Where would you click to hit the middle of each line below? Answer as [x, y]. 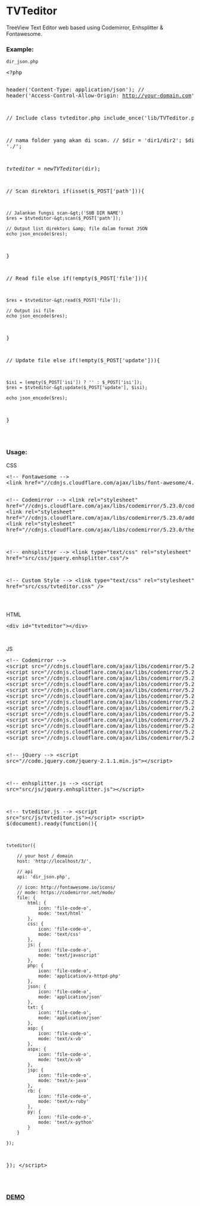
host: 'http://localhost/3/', [54, 861]
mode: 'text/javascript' [69, 955]
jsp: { [36, 1070]
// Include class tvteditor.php [53, 118]
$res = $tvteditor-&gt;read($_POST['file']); [63, 300]
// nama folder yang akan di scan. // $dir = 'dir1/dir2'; [94, 141]
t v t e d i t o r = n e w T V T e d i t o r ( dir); [54, 169]
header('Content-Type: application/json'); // [75, 90]
